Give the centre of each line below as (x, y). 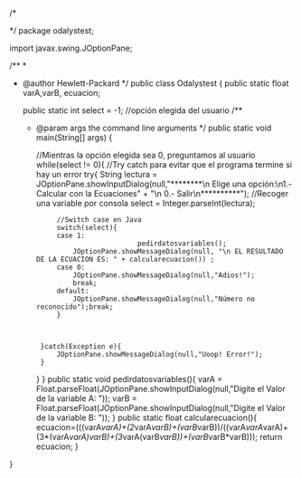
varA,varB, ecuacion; (61, 93)
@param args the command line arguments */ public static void (154, 128)
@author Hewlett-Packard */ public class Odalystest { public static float (155, 83)
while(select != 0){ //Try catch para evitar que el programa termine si (164, 165)
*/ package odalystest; (52, 30)
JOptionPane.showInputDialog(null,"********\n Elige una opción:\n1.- (164, 184)
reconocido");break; (75, 307)
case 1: (71, 235)
